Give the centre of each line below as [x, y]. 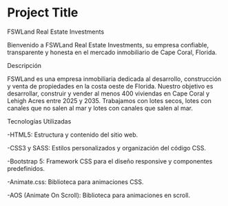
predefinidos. [26, 168]
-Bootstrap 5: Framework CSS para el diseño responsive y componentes [110, 161]
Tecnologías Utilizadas [39, 121]
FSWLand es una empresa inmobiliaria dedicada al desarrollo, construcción [114, 79]
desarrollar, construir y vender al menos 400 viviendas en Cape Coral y [108, 93]
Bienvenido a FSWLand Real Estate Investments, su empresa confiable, [108, 45]
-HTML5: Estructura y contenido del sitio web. [73, 135]
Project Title [43, 13]
